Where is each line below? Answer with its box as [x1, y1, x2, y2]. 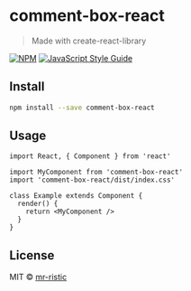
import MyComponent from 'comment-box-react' [9, 168, 183, 177]
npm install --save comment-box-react [9, 103, 155, 112]
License [9, 248, 55, 263]
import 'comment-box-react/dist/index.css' [9, 175, 176, 185]
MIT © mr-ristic [9, 272, 68, 283]
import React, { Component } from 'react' [9, 152, 171, 161]
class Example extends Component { [9, 192, 143, 201]
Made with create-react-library [31, 35, 147, 46]
